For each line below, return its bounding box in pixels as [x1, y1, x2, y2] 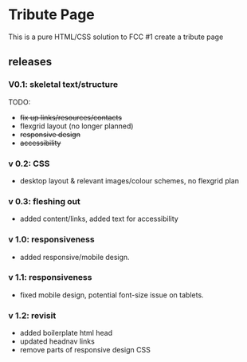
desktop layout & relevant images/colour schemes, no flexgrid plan [19, 175, 239, 185]
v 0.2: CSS [8, 158, 50, 169]
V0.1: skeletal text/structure [8, 79, 118, 90]
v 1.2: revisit [8, 309, 57, 321]
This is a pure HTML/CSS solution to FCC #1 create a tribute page [8, 32, 224, 41]
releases [8, 55, 53, 69]
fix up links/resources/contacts [19, 112, 122, 122]
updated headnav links [19, 336, 96, 346]
